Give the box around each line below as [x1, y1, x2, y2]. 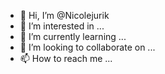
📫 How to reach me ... [19, 53, 113, 64]
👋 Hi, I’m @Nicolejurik [19, 10, 110, 21]
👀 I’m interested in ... [19, 20, 105, 32]
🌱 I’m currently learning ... [19, 31, 127, 42]
